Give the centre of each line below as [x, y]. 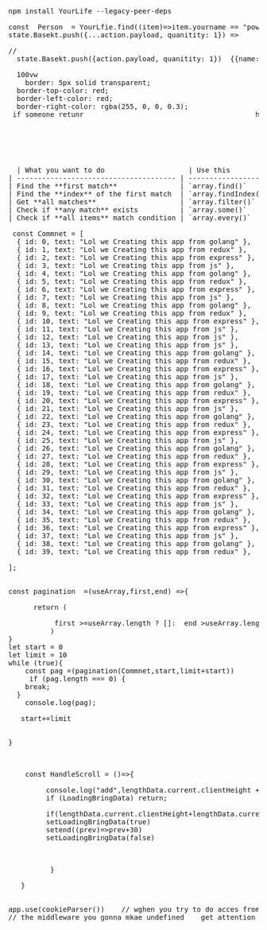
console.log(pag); [61, 703]
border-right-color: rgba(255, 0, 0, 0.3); [103, 107]
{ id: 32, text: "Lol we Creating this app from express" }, [138, 496]
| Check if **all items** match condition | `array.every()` [130, 218]
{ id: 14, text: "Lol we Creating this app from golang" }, [136, 353]
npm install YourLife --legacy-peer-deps [90, 11]
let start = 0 [36, 647]
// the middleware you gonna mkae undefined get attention [132, 917]
